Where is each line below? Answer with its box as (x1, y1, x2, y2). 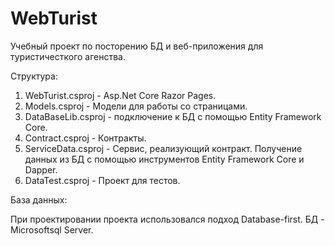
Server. (63, 223, 94, 236)
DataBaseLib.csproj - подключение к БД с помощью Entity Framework (24, 110, 322, 122)
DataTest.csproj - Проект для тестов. (24, 174, 181, 186)
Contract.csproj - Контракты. (24, 132, 147, 144)
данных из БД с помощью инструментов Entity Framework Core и (24, 153, 305, 165)
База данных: (10, 193, 68, 206)
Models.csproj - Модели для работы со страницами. (24, 100, 248, 112)
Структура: (10, 70, 58, 82)
